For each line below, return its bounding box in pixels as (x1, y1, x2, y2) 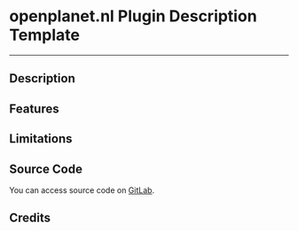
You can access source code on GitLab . (9, 184, 155, 196)
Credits (9, 211, 51, 226)
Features (9, 101, 59, 116)
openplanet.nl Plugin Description (9, 6, 257, 27)
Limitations (9, 131, 73, 147)
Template (9, 25, 80, 45)
